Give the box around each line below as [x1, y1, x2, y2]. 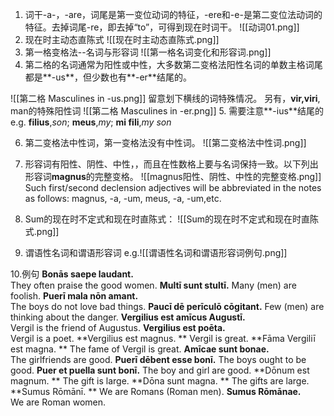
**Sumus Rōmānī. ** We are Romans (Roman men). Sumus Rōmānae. [10, 386, 302, 397]
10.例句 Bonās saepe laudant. [10, 268, 134, 280]
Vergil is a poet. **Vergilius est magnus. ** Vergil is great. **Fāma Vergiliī [10, 333, 316, 344]
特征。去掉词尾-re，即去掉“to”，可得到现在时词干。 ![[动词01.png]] [24, 21, 300, 33]
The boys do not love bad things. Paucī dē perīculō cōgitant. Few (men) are [10, 301, 325, 312]
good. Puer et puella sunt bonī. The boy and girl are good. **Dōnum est [10, 364, 310, 376]
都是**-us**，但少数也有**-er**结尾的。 [24, 71, 192, 83]
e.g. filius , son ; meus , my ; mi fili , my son [10, 116, 172, 128]
